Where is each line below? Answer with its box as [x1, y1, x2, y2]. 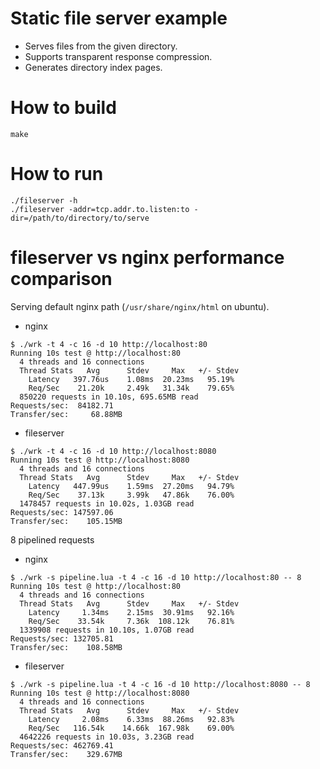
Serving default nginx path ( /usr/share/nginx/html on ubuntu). [10, 300, 270, 312]
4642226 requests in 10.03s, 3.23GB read [19, 732, 195, 742]
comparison [10, 268, 113, 290]
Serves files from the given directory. [24, 40, 178, 52]
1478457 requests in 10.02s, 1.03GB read [19, 498, 195, 509]
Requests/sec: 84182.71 [10, 400, 114, 411]
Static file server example [10, 7, 228, 30]
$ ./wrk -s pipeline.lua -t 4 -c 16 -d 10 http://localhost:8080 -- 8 [10, 679, 311, 689]
